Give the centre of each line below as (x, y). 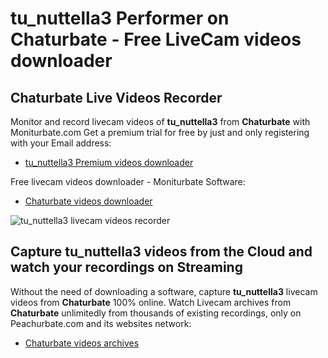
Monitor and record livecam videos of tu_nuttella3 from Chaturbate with (160, 121)
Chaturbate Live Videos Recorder (116, 97)
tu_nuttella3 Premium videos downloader (109, 162)
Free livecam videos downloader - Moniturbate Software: (128, 181)
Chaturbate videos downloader (88, 201)
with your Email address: (61, 143)
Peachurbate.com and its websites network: (101, 323)
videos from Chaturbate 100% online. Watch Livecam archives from (151, 302)
